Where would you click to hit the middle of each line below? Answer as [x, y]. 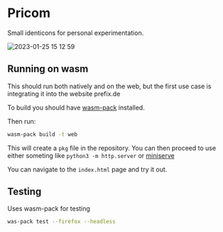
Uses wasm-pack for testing [49, 209]
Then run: [22, 121]
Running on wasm [48, 69]
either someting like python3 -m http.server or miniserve [91, 155]
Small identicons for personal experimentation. [76, 33]
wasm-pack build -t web [43, 134]
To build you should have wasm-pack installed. [76, 107]
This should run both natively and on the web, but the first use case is [109, 86]
